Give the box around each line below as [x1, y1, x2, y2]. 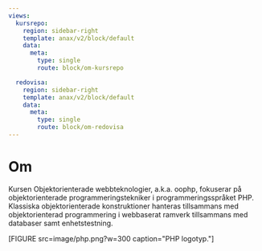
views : [8, 11, 31, 20]
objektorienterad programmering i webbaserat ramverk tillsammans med [8, 209, 248, 219]
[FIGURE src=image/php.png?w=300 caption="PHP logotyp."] [8, 233, 215, 243]
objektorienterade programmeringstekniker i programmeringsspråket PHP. [8, 192, 255, 202]
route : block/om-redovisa [37, 123, 125, 132]
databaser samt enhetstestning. [8, 218, 114, 228]
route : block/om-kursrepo [37, 64, 125, 72]
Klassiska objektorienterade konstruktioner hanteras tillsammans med [8, 201, 239, 211]
